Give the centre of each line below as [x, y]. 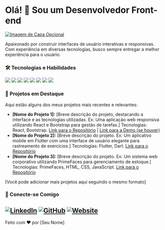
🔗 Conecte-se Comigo [32, 194]
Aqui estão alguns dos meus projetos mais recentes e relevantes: [71, 105]
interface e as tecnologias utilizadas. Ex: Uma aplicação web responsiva [86, 119]
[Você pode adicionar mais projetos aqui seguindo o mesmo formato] [76, 182]
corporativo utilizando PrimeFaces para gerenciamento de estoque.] [82, 162]
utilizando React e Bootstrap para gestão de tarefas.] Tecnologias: [80, 125]
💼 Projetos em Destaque [35, 94]
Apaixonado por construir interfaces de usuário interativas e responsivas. [80, 44]
